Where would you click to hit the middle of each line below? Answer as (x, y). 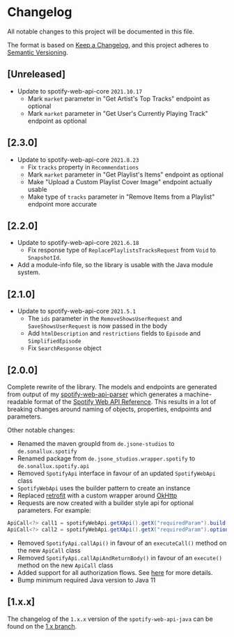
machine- (198, 394)
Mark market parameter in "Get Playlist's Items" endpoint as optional (126, 174)
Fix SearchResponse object (65, 348)
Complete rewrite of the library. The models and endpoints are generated (112, 387)
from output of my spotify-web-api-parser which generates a (95, 394)
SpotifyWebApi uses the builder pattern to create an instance (104, 488)
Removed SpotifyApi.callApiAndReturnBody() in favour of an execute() (120, 557)
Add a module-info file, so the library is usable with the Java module (115, 265)
